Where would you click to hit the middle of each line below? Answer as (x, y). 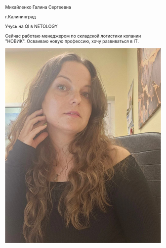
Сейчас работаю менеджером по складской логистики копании (73, 36)
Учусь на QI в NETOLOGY (31, 26)
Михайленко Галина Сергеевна (38, 7)
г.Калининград (21, 17)
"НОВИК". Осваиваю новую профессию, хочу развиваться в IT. (72, 41)
